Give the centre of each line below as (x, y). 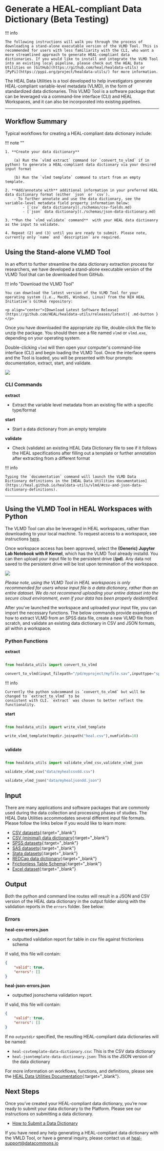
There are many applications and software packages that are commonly (77, 808)
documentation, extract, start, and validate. (48, 363)
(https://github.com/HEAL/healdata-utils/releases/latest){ (68, 314)
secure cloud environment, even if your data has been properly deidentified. (82, 598)
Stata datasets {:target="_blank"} (45, 853)
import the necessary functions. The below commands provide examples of (81, 613)
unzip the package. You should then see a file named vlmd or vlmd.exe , (76, 333)
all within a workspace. (28, 628)
